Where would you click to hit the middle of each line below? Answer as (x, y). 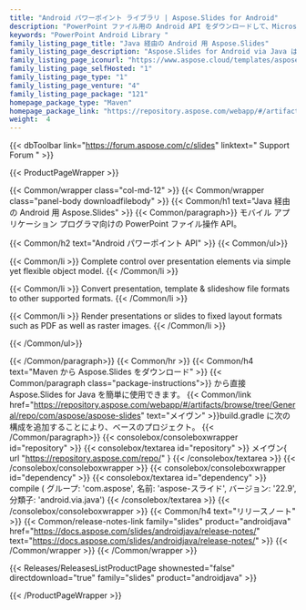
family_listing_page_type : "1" (69, 77)
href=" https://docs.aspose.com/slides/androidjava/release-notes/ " (135, 531)
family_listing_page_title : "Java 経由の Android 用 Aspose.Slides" (139, 43)
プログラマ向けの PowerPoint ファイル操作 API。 (150, 224)
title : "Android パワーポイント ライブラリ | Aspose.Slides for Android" (144, 18)
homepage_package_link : (55, 111)
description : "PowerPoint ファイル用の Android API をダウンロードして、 (141, 26)
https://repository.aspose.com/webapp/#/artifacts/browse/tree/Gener (164, 405)
